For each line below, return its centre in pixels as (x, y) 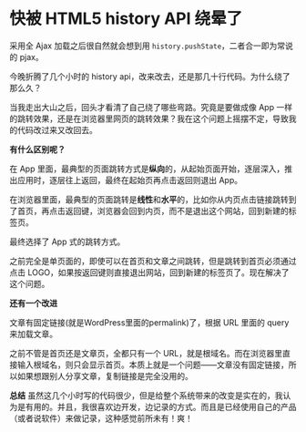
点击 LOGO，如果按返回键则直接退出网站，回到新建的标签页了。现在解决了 (149, 272)
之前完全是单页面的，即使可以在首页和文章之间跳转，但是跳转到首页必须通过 (153, 261)
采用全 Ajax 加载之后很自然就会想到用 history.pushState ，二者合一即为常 (148, 46)
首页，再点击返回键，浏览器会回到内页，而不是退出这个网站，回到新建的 (153, 211)
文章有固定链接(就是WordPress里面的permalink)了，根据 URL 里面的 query (149, 322)
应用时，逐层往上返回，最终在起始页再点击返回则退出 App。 (130, 180)
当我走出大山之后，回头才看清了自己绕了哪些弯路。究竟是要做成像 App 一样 (151, 107)
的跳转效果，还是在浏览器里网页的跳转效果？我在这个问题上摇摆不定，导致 (149, 118)
